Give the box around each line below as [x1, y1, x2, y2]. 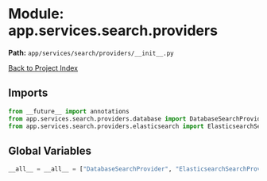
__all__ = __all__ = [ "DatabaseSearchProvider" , [8, 165, 172, 173]
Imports [8, 87, 48, 100]
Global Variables [8, 144, 91, 157]
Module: [8, 5, 64, 23]
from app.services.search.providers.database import [8, 114, 187, 123]
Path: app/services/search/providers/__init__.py [8, 48, 175, 57]
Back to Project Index [8, 63, 78, 72]
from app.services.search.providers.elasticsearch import [8, 122, 204, 130]
